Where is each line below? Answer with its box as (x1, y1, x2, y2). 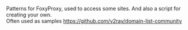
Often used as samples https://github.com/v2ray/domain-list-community (6, 18, 182, 24)
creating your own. (6, 11, 52, 18)
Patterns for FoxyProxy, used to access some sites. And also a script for (6, 5, 181, 12)
